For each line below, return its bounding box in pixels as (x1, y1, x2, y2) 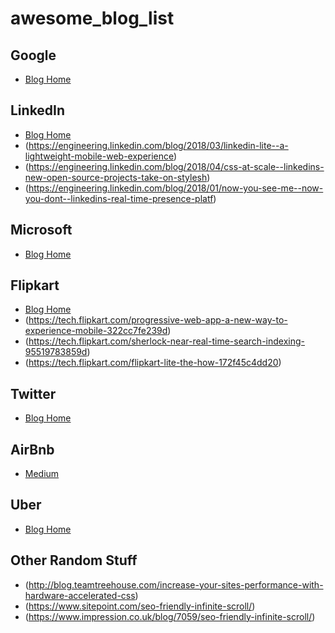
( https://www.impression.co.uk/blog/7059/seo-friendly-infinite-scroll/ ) (24, 610, 316, 622)
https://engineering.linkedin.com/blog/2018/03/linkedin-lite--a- (28, 139, 289, 151)
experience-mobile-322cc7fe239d (24, 325, 168, 337)
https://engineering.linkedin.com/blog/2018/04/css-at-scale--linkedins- (28, 160, 325, 172)
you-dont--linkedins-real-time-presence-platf (24, 192, 214, 204)
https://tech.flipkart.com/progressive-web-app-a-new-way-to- (28, 314, 288, 326)
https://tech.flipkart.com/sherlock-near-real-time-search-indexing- (28, 335, 305, 347)
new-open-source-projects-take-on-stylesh (24, 171, 208, 183)
